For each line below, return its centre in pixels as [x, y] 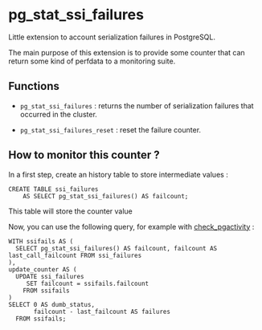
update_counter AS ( [43, 269]
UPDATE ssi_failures [50, 276]
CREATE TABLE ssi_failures [53, 189]
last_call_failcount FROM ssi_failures [75, 255]
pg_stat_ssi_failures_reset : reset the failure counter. [111, 129]
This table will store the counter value [70, 211]
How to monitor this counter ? [84, 155]
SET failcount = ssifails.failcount [88, 283]
